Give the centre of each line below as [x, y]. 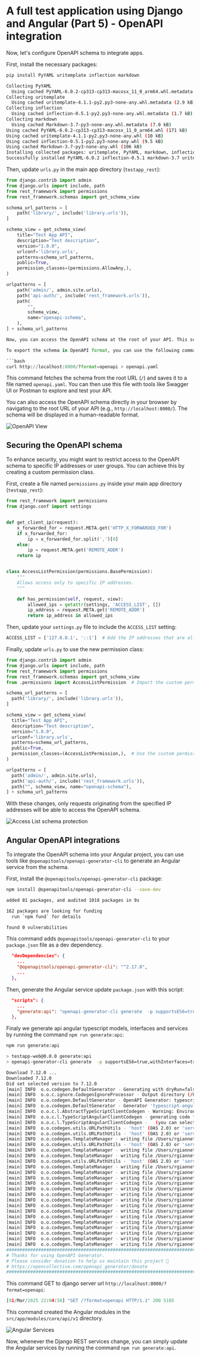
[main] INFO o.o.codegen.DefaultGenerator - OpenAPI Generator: [89, 1100]
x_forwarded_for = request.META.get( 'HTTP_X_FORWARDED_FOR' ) [94, 528]
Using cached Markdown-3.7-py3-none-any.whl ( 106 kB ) [74, 147]
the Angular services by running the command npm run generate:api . [91, 1348]
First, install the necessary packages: [52, 64]
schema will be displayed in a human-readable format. [73, 415]
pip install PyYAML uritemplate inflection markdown [73, 75]
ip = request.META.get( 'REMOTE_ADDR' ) [76, 550]
